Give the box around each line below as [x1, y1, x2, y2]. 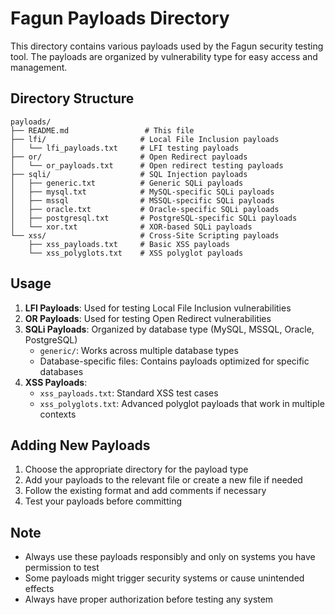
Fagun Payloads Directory [10, 7, 230, 30]
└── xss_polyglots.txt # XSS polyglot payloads [28, 248, 244, 258]
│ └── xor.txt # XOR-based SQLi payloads [10, 222, 253, 232]
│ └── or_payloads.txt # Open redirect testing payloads [10, 160, 284, 171]
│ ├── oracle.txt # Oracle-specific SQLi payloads [10, 204, 280, 214]
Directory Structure [10, 90, 135, 107]
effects [24, 583, 55, 595]
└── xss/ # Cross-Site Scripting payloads [10, 230, 280, 241]
